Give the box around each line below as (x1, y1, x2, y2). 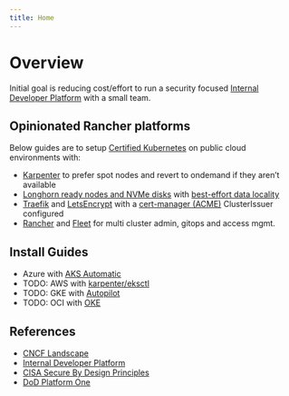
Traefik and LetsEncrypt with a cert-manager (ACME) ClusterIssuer (22, 199, 274, 210)
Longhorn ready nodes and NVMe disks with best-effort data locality (22, 189, 280, 200)
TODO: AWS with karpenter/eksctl (22, 278, 149, 289)
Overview (9, 52, 84, 73)
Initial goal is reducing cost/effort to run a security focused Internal (9, 83, 259, 94)
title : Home (9, 13, 54, 23)
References (9, 323, 76, 339)
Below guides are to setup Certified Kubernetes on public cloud (9, 143, 246, 153)
